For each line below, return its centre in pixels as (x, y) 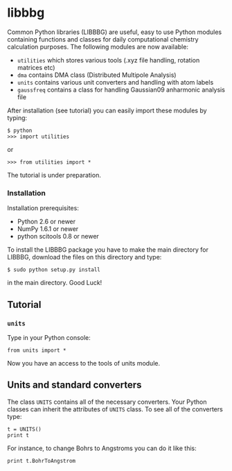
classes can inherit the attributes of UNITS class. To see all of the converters (115, 409)
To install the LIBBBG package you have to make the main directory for (108, 250)
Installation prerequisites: (43, 208)
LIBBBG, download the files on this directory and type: (84, 257)
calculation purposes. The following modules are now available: (98, 46)
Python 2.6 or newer (46, 222)
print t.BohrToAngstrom (42, 461)
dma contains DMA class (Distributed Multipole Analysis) (97, 75)
